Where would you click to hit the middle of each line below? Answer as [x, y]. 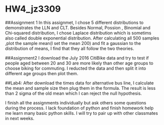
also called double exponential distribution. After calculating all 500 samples [82, 38]
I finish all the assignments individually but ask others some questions [76, 103]
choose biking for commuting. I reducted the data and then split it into [76, 68]
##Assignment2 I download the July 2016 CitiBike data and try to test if [77, 58]
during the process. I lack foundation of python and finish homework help [79, 108]
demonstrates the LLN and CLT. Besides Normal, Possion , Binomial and [78, 27]
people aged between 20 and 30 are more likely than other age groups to [79, 63]
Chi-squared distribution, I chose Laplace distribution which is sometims [78, 33]
